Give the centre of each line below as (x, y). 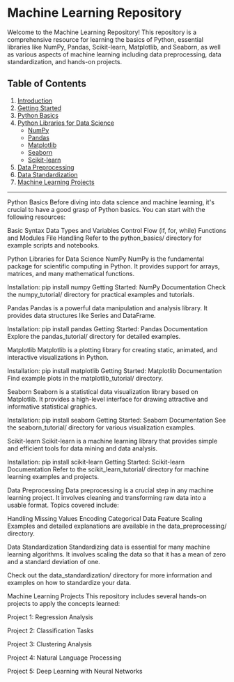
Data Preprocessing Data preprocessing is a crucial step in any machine (110, 490)
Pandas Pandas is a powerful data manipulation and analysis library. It (107, 308)
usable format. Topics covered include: (63, 505)
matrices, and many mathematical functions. (71, 273)
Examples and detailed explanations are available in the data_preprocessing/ (117, 526)
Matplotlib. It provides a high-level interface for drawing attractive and (108, 399)
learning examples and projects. (53, 476)
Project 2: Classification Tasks (50, 630)
